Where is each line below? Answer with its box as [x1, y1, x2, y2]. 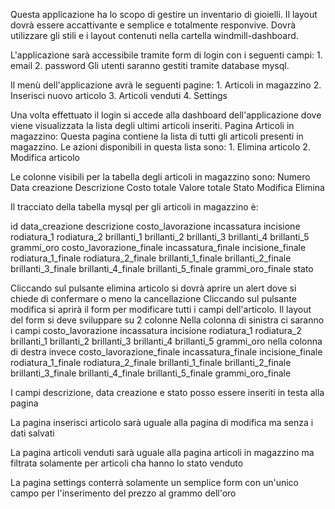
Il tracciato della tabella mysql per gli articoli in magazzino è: [10, 201, 259, 213]
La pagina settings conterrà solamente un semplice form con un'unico [10, 477, 300, 488]
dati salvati [10, 427, 55, 439]
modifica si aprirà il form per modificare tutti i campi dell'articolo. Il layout [10, 304, 312, 315]
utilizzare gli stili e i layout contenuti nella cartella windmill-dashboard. [10, 30, 299, 41]
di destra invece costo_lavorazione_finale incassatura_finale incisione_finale [10, 346, 323, 358]
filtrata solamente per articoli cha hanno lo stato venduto [10, 457, 244, 469]
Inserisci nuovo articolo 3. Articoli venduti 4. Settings [10, 90, 228, 101]
